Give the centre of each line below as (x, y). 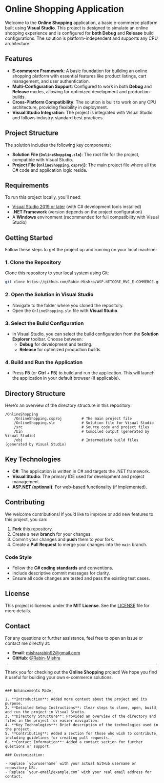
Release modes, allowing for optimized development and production (81, 91)
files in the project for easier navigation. (52, 720)
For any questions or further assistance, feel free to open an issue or (74, 638)
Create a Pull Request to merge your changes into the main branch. (80, 544)
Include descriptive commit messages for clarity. (61, 573)
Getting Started (29, 238)
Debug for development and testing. (56, 344)
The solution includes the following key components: (58, 145)
